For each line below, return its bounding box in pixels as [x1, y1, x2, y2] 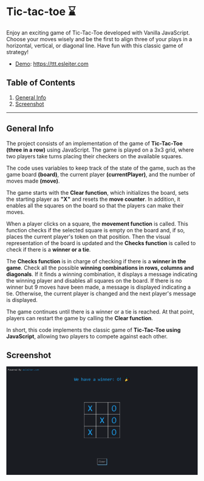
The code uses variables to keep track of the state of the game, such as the [6, 164, 196, 172]
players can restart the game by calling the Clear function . [6, 314, 154, 321]
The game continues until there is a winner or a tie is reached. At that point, [6, 308, 194, 315]
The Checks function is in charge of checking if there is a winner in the [6, 257, 186, 264]
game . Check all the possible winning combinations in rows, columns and [6, 264, 194, 271]
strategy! [6, 48, 29, 55]
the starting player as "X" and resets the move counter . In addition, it [6, 195, 180, 203]
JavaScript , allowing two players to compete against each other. [6, 332, 168, 340]
